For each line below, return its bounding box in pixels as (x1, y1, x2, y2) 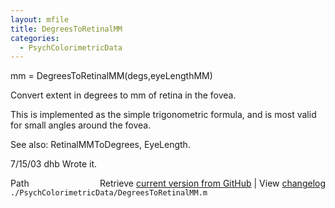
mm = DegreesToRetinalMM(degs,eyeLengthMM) (10, 70, 213, 82)
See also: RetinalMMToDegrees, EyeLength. (10, 139, 191, 151)
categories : (10, 33, 60, 43)
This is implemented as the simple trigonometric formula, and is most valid (10, 109, 317, 121)
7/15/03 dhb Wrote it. (10, 158, 98, 170)
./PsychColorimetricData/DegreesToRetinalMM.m (10, 188, 208, 198)
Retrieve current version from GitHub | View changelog (99, 177, 326, 190)
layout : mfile (10, 14, 70, 25)
